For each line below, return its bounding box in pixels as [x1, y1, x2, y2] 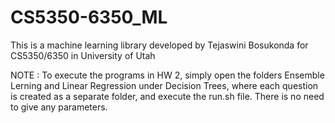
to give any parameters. [10, 101, 108, 113]
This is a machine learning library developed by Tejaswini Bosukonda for [10, 39, 309, 51]
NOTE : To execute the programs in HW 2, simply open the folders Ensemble [10, 69, 325, 81]
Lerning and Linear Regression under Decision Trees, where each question [10, 79, 319, 91]
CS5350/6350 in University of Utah [10, 49, 156, 61]
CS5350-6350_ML [10, 6, 168, 29]
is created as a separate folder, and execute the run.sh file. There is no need [10, 90, 325, 102]
